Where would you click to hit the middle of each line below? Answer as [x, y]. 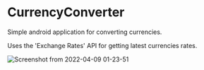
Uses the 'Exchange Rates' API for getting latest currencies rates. [102, 45]
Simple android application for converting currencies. [85, 32]
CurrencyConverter [66, 12]
